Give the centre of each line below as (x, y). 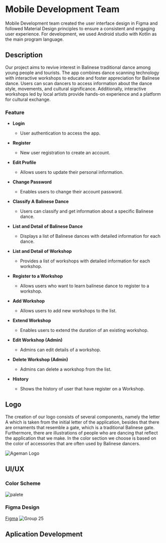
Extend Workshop (32, 320)
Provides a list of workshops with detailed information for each (85, 261)
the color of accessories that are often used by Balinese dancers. (73, 443)
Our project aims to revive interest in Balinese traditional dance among (78, 67)
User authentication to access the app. (60, 133)
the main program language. (34, 39)
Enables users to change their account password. (71, 192)
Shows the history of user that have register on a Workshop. (82, 389)
